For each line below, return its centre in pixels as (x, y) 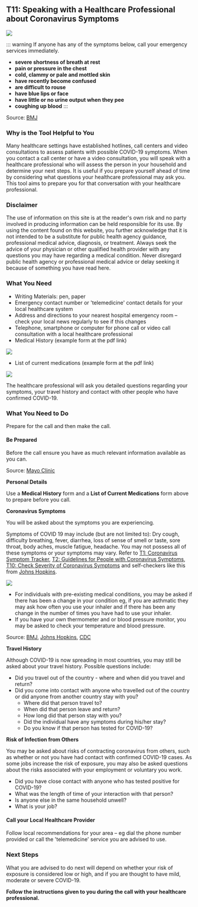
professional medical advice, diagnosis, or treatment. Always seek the (91, 243)
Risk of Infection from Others (42, 740)
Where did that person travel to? (63, 703)
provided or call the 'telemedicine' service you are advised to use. (87, 840)
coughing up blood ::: (41, 106)
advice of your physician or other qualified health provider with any (88, 249)
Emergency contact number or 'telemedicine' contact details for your (99, 302)
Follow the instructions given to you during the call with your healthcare (96, 892)
